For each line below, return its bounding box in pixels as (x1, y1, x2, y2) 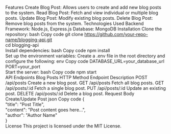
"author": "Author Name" (5, 112, 58, 118)
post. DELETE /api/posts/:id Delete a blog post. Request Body (5, 91, 135, 96)
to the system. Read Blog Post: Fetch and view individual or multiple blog (5, 10, 158, 16)
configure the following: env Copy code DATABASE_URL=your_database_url (5, 58, 165, 64)
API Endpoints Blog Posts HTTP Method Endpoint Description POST (5, 75, 148, 80)
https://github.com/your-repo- (84, 31, 148, 37)
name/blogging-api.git (5, 37, 53, 43)
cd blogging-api (5, 42, 39, 48)
